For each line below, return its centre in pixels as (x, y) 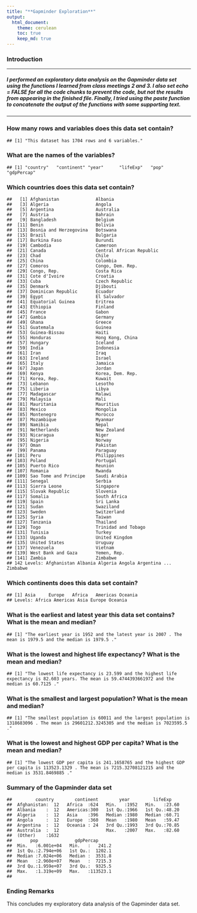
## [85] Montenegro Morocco (61, 415)
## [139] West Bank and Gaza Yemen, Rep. (66, 553)
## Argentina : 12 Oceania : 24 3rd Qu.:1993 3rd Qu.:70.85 (93, 825)
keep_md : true (34, 39)
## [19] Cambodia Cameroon (62, 246)
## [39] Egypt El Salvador (66, 297)
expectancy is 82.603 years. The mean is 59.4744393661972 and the (91, 679)
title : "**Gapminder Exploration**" (51, 11)
